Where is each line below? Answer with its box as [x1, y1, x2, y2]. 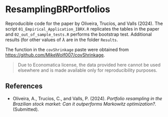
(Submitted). [12, 106, 39, 112]
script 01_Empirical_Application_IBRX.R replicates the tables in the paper [5, 25, 159, 32]
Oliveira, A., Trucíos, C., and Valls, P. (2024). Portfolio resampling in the [12, 95, 162, 101]
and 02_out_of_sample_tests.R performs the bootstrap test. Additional [5, 31, 152, 37]
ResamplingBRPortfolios [5, 4, 110, 15]
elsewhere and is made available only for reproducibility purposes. [17, 67, 158, 73]
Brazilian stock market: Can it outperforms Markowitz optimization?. [12, 101, 157, 107]
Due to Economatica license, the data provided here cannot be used [17, 62, 161, 68]
